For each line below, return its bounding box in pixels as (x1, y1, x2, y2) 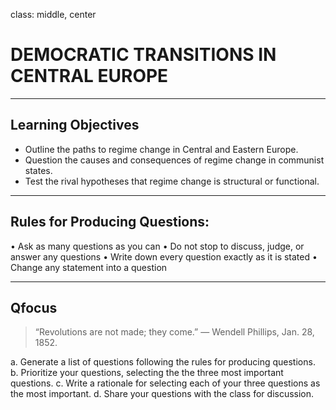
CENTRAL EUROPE (10, 65, 169, 88)
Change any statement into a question (10, 261, 168, 273)
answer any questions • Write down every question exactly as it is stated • (10, 250, 318, 263)
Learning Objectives (10, 117, 140, 134)
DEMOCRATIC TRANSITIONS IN (10, 44, 277, 66)
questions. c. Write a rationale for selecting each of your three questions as (10, 377, 321, 389)
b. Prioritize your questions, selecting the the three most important (10, 367, 284, 379)
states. (24, 164, 53, 176)
